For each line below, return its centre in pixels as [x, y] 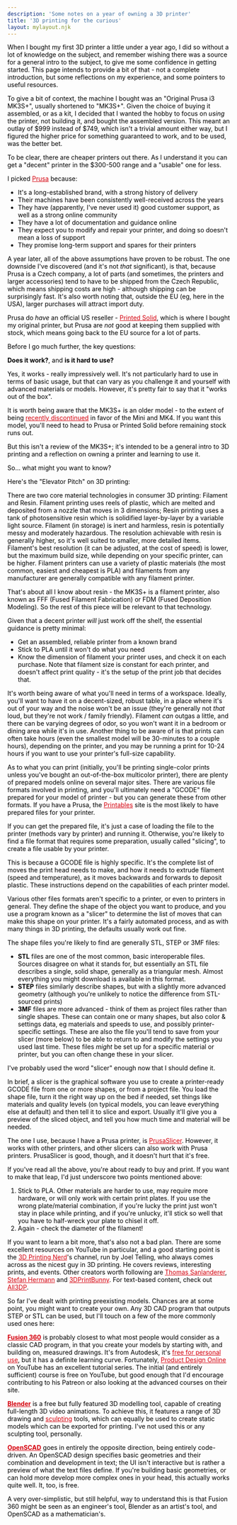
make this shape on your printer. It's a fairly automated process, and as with [118, 921]
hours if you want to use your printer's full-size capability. [91, 754]
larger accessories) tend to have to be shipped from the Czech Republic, [113, 281]
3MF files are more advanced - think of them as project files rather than [122, 1009]
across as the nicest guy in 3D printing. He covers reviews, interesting [109, 1265]
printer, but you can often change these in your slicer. [96, 1054]
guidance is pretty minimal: [47, 629]
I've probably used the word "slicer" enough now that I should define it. [111, 1068]
